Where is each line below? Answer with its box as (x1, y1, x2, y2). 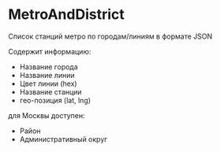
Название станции (19, 87, 82, 96)
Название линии (19, 70, 75, 80)
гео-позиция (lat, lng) (19, 95, 91, 105)
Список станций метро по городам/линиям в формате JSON (8, 32, 213, 41)
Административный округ (19, 134, 108, 143)
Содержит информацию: (8, 46, 91, 56)
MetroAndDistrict (8, 6, 125, 24)
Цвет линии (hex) (19, 79, 77, 88)
